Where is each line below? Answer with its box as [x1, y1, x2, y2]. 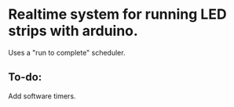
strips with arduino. [8, 22, 139, 40]
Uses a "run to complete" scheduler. [8, 48, 126, 57]
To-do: [8, 70, 42, 84]
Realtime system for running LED [8, 5, 227, 23]
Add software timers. [8, 91, 76, 101]
